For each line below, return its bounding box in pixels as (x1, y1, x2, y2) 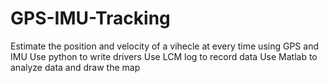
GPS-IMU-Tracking (10, 7, 171, 30)
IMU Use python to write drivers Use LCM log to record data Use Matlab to (10, 50, 318, 62)
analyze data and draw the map (10, 61, 141, 73)
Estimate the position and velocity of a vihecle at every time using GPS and (10, 40, 319, 52)
